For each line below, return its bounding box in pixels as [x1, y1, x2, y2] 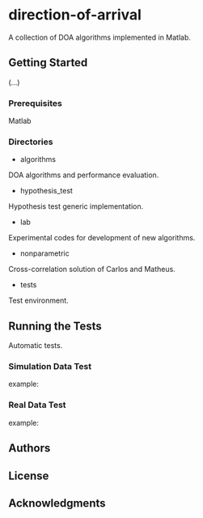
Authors [8, 441, 51, 455]
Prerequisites [8, 97, 62, 108]
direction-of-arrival [8, 6, 142, 24]
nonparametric [19, 248, 70, 258]
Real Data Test [8, 399, 66, 410]
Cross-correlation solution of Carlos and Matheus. [8, 265, 176, 274]
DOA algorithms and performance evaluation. [8, 170, 159, 180]
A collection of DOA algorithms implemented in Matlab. [8, 32, 192, 42]
